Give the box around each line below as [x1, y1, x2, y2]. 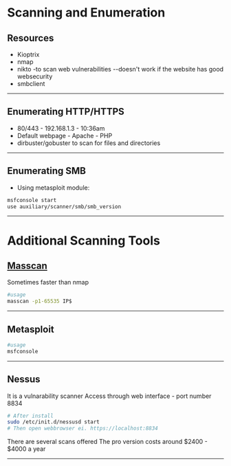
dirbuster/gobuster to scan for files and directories [16, 139, 161, 147]
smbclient [16, 80, 45, 87]
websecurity [16, 72, 53, 80]
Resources [7, 32, 54, 44]
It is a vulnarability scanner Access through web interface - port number [7, 392, 212, 400]
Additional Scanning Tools [7, 232, 160, 248]
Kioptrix [16, 50, 40, 58]
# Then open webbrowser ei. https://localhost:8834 [7, 425, 158, 432]
